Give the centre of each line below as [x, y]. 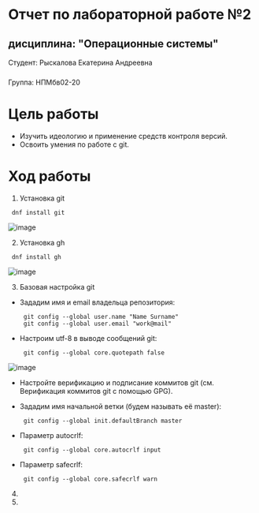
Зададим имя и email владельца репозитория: [97, 302]
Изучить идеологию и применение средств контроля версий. [124, 136]
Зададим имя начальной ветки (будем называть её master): [120, 406]
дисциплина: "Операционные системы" [113, 44]
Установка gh [42, 242]
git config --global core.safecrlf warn [91, 479]
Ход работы [50, 176]
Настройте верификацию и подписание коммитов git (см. [117, 382]
